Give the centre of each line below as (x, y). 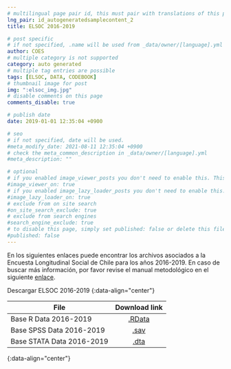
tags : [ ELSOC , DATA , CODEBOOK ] (52, 77)
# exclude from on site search (52, 203)
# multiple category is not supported (63, 58)
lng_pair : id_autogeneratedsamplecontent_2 (70, 20)
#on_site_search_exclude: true (52, 210)
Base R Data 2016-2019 (51, 319)
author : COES (26, 52)
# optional (23, 172)
